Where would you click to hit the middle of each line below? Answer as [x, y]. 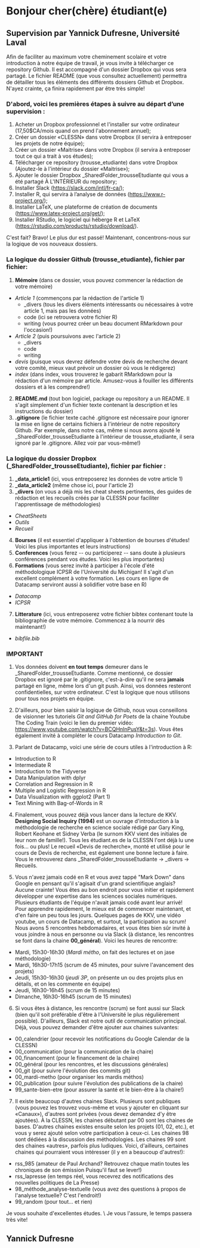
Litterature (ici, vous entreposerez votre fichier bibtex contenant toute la [104, 614]
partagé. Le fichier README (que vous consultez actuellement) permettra [96, 76]
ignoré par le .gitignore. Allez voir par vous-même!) [78, 443]
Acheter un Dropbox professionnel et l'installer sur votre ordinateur [97, 124]
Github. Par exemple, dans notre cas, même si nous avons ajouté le [97, 430]
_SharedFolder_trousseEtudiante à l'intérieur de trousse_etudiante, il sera [104, 436]
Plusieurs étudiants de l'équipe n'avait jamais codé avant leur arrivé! [99, 903]
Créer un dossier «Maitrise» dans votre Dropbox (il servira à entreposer [103, 150]
